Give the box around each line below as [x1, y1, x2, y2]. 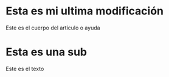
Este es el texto [5, 65, 44, 72]
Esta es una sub [5, 45, 88, 59]
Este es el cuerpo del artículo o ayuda [5, 24, 101, 31]
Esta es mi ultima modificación [5, 4, 164, 18]
